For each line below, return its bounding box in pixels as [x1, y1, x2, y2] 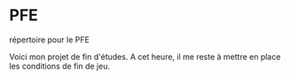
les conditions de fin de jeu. [9, 61, 111, 71]
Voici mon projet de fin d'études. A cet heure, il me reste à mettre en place [9, 51, 281, 62]
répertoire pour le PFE [9, 34, 90, 45]
